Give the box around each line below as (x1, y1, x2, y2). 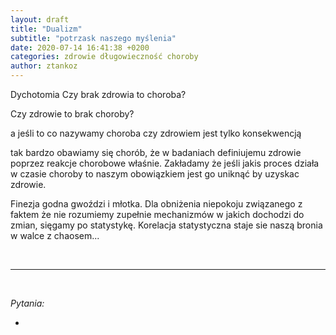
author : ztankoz (10, 61, 78, 71)
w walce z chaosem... (10, 230, 100, 241)
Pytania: (10, 297, 45, 309)
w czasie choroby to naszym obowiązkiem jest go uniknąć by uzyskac (10, 168, 300, 180)
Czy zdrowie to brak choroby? (10, 108, 135, 120)
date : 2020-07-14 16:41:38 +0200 (10, 42, 150, 53)
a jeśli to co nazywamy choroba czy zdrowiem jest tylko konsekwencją (10, 127, 302, 139)
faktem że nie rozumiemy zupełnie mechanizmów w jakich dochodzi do (10, 209, 305, 220)
